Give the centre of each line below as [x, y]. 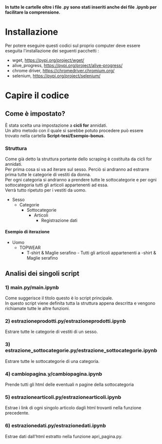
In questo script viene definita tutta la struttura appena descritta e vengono [80, 303]
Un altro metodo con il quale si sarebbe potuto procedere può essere [74, 130]
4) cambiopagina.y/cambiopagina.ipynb [54, 374]
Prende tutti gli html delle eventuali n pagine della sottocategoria [70, 385]
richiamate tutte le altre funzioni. [37, 309]
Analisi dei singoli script [42, 273]
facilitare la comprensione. [33, 12]
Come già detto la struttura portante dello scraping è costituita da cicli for [79, 159]
